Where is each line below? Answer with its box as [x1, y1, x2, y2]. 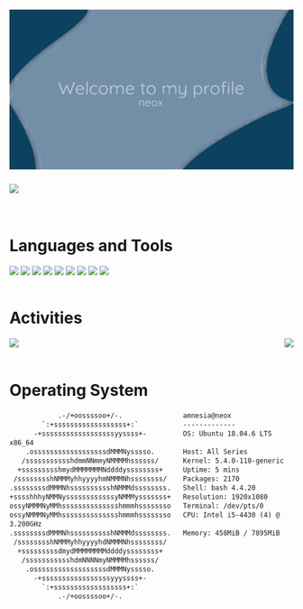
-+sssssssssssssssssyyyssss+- [32, 574, 147, 583]
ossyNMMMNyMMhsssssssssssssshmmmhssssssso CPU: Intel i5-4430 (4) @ [9, 511, 280, 520]
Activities [9, 308, 83, 329]
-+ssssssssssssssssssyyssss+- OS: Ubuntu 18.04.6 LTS [32, 429, 272, 438]
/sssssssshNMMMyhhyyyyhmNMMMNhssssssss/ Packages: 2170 [13, 474, 241, 483]
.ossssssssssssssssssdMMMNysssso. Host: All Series [25, 447, 248, 456]
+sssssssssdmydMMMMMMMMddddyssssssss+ [17, 547, 164, 556]
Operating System [9, 380, 149, 400]
